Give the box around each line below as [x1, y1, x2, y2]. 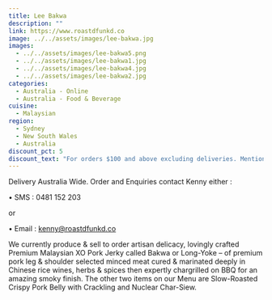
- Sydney [15, 125, 45, 133]
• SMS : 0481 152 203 [8, 192, 81, 202]
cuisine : [8, 102, 38, 110]
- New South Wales [15, 132, 79, 140]
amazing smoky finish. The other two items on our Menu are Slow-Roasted [8, 274, 258, 284]
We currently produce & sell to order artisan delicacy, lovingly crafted [8, 239, 240, 249]
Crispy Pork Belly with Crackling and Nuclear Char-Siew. [8, 282, 197, 292]
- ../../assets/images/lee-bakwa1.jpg [15, 57, 147, 65]
